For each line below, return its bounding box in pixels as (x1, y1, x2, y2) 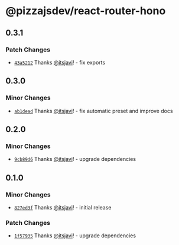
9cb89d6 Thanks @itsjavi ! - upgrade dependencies (14, 156, 136, 163)
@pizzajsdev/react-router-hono (5, 4, 166, 18)
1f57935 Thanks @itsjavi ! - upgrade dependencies (14, 232, 136, 239)
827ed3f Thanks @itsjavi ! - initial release (14, 204, 112, 211)
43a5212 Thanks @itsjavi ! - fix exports (14, 59, 106, 66)
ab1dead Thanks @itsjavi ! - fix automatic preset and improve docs (14, 107, 173, 114)
